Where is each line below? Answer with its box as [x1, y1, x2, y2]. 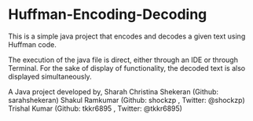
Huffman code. [8, 39, 57, 49]
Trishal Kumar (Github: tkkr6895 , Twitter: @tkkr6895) [8, 104, 183, 113]
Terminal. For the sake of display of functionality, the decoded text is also [8, 63, 246, 72]
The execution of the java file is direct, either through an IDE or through [8, 55, 238, 64]
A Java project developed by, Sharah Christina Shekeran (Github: [8, 86, 218, 96]
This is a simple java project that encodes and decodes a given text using [8, 31, 246, 41]
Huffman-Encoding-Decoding [8, 5, 207, 24]
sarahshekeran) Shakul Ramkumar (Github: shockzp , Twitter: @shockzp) [8, 95, 245, 104]
